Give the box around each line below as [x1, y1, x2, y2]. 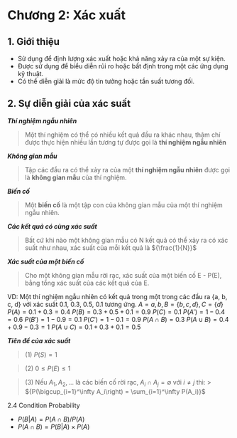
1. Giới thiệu [7, 36, 60, 48]
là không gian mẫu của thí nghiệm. [24, 173, 127, 182]
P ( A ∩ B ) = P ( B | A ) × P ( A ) [17, 422, 90, 431]
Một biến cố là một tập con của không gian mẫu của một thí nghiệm [24, 200, 224, 209]
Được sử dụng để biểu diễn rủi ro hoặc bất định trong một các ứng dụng [17, 62, 228, 71]
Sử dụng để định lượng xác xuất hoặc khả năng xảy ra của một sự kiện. [17, 54, 226, 63]
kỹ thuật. [17, 70, 44, 78]
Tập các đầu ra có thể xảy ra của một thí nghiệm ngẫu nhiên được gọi [24, 165, 231, 174]
